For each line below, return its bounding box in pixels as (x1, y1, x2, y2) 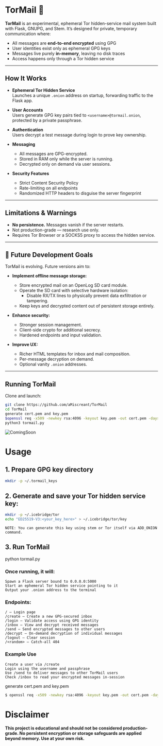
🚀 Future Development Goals (5, 250, 93, 259)
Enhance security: (12, 312, 50, 318)
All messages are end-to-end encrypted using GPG (12, 40, 116, 46)
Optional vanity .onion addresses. (19, 362, 87, 367)
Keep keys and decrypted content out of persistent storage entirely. (19, 303, 155, 309)
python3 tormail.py (5, 420, 45, 425)
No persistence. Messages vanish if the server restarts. (12, 222, 125, 227)
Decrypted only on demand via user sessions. (19, 161, 111, 167)
